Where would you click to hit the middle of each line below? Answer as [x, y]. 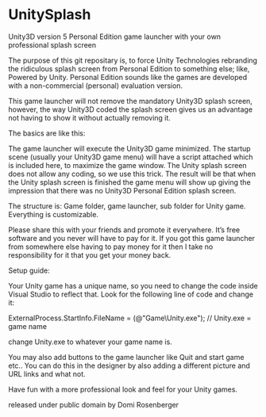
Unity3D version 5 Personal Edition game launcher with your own [114, 36]
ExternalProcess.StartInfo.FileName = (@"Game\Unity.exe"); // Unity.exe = [130, 318]
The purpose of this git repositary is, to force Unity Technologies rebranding [133, 60]
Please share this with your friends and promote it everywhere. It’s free [124, 230]
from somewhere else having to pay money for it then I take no [111, 247]
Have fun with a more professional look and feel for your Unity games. [123, 389]
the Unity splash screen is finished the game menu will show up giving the [130, 182]
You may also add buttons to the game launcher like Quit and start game [126, 357]
